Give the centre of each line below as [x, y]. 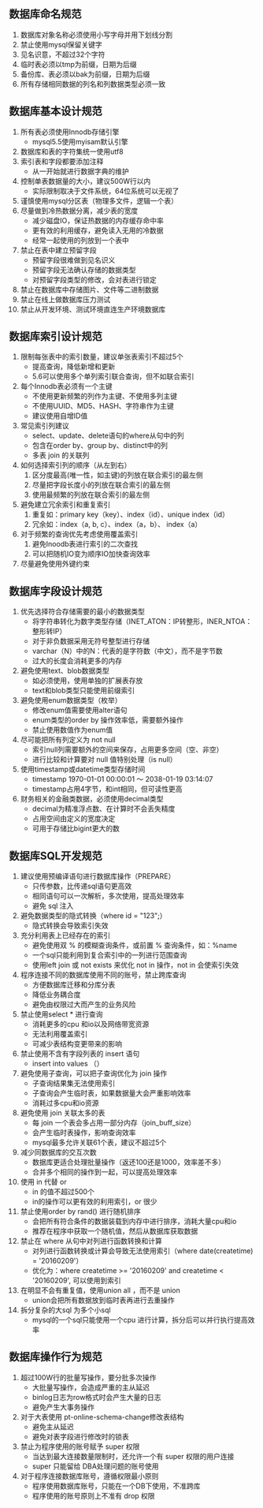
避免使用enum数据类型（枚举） [71, 700]
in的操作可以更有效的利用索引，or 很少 [94, 1202]
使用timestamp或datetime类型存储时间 [83, 769]
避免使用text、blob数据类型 [65, 671]
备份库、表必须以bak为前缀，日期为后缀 [85, 74]
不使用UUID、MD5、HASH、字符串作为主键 [103, 406]
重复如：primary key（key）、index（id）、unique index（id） [130, 514]
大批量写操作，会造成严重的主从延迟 [91, 1387]
